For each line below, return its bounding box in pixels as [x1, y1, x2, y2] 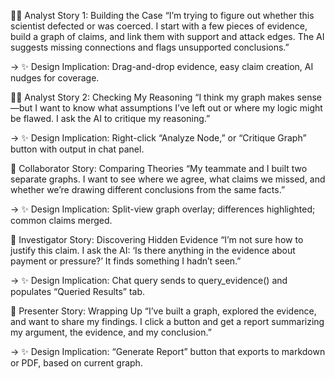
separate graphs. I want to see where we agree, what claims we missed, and [10, 173, 326, 185]
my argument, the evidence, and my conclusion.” [10, 326, 212, 338]
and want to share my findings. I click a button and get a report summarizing [10, 316, 325, 327]
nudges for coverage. [10, 72, 100, 84]
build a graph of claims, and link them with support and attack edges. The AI [10, 31, 325, 42]
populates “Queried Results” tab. [10, 286, 146, 297]
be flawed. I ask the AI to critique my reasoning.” [10, 113, 211, 124]
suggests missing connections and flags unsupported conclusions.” [10, 41, 290, 53]
